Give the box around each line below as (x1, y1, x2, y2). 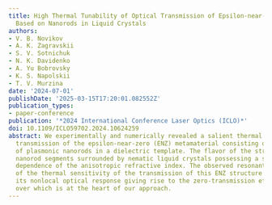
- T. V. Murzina (8, 79, 63, 87)
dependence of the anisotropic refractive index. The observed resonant (15, 162, 266, 170)
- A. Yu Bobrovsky (8, 65, 70, 73)
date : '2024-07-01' (8, 86, 74, 95)
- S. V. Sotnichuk (8, 49, 70, 57)
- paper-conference (8, 110, 74, 118)
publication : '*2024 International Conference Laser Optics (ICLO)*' (8, 117, 249, 125)
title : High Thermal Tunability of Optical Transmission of (8, 11, 216, 20)
